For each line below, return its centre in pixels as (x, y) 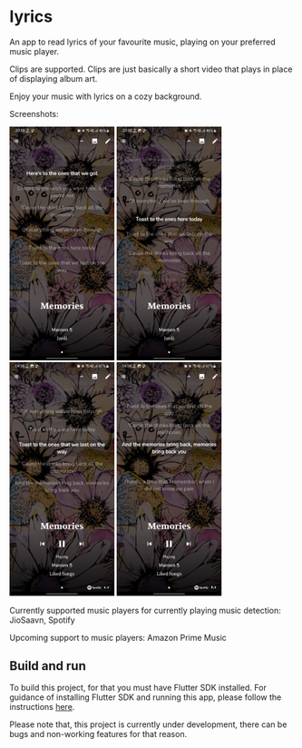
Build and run (48, 666)
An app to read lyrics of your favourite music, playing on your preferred (142, 42)
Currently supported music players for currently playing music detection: (145, 610)
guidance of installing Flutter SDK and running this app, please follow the (146, 697)
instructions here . (42, 707)
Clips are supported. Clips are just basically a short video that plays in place (151, 69)
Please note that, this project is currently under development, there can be (148, 724)
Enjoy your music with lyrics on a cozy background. (106, 96)
